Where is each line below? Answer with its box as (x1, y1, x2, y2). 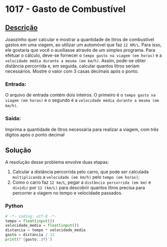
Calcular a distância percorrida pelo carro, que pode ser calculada (12, 169, 149, 175)
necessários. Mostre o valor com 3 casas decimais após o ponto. (5, 68, 139, 74)
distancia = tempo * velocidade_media (5, 228, 86, 233)
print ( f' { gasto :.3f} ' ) (5, 237, 52, 242)
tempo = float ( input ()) (5, 218, 55, 224)
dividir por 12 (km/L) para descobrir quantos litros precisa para (12, 185, 146, 191)
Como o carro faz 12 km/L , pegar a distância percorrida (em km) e (12, 179, 151, 185)
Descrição (5, 23, 38, 32)
